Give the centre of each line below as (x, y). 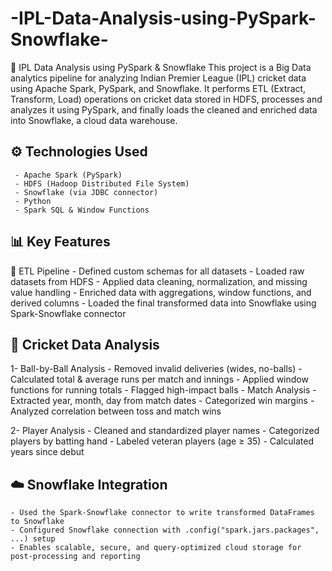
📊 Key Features (60, 242)
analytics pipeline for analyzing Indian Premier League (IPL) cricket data (158, 78)
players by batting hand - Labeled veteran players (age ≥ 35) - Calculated (162, 441)
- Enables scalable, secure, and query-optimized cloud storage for (156, 548)
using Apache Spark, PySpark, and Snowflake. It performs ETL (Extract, (158, 88)
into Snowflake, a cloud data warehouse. (94, 120)
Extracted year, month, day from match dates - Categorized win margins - (162, 401)
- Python (33, 201)
